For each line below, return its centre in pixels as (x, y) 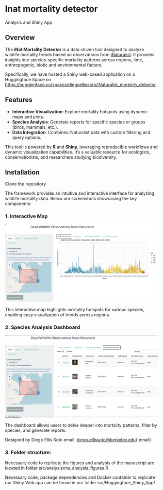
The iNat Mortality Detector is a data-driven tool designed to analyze (75, 49)
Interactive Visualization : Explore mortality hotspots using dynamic (80, 111)
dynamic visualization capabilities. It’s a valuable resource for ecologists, (78, 152)
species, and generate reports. (36, 430)
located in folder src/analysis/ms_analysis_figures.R (57, 468)
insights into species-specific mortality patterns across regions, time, (74, 60)
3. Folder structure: (28, 452)
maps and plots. (28, 117)
